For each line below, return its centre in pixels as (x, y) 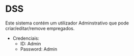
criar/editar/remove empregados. (40, 28)
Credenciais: (26, 38)
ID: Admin (31, 43)
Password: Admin (39, 49)
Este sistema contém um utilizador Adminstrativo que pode (67, 23)
